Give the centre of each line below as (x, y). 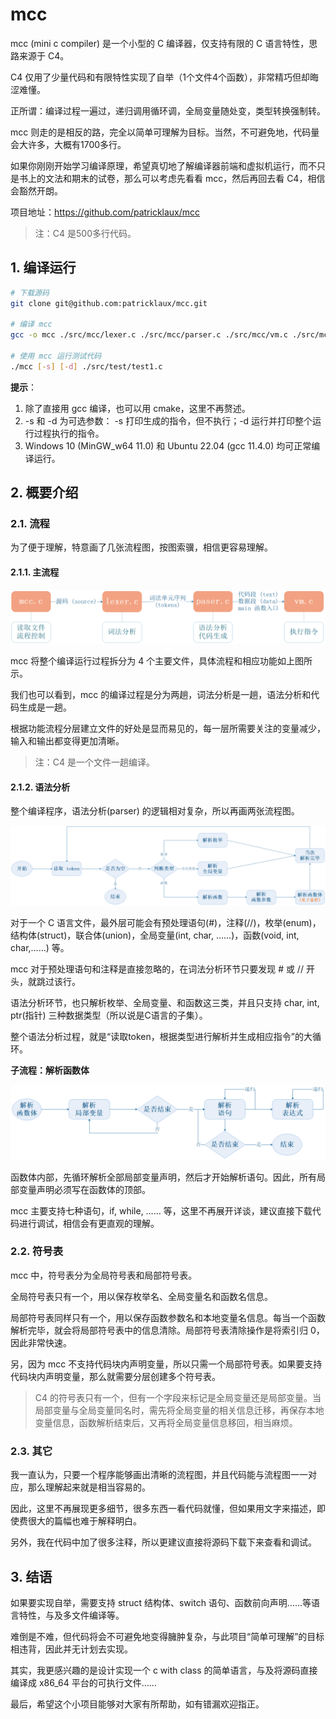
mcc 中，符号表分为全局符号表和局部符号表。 (104, 1275)
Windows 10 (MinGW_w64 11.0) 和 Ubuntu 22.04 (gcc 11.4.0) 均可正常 (168, 445)
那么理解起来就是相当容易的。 (89, 1487)
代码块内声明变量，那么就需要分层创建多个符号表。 (115, 1376)
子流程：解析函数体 (50, 1070)
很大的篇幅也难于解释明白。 (84, 1521)
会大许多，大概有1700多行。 (68, 144)
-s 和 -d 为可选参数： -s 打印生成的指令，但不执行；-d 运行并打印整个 (168, 420)
